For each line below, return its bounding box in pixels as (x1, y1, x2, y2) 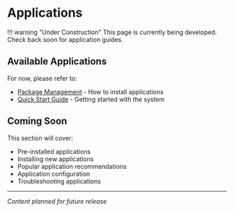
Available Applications (7, 56, 107, 68)
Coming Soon (7, 115, 68, 127)
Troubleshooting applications (17, 176, 101, 185)
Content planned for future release (7, 197, 107, 205)
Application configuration (17, 169, 91, 178)
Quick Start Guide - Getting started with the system (17, 95, 165, 103)
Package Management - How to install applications (17, 87, 164, 96)
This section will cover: (7, 134, 73, 142)
